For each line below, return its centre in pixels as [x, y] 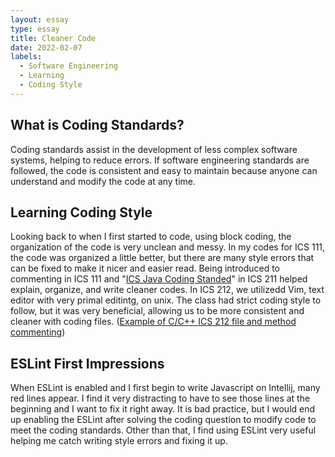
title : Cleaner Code [53, 38]
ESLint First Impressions [87, 363]
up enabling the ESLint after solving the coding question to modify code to [163, 420]
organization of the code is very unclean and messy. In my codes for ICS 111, [168, 247]
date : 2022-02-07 [46, 47]
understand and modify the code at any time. [103, 181]
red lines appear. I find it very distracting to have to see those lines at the [160, 398]
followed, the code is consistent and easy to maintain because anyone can [164, 170]
